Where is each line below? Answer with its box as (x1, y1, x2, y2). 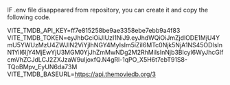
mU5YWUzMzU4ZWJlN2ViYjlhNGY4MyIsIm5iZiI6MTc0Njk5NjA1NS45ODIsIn (7, 41, 223, 49)
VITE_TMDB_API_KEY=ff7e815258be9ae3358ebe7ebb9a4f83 (7, 27, 181, 34)
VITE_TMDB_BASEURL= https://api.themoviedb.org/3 (7, 70, 157, 78)
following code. (7, 13, 51, 21)
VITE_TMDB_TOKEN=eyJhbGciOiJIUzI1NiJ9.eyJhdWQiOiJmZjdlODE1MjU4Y (7, 34, 220, 42)
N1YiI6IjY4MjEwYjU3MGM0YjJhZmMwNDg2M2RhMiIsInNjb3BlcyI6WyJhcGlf (7, 48, 224, 56)
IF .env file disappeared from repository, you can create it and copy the (7, 6, 208, 14)
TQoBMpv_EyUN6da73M (7, 63, 78, 71)
